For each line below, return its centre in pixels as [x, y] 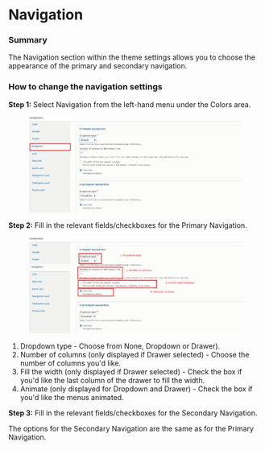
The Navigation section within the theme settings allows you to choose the [132, 57]
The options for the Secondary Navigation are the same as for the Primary [131, 428]
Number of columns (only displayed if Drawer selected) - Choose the [135, 354]
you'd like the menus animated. [72, 397]
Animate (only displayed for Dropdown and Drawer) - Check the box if [136, 389]
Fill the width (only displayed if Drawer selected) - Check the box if [131, 371]
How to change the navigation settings [85, 87]
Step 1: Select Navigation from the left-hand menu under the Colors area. [130, 104]
